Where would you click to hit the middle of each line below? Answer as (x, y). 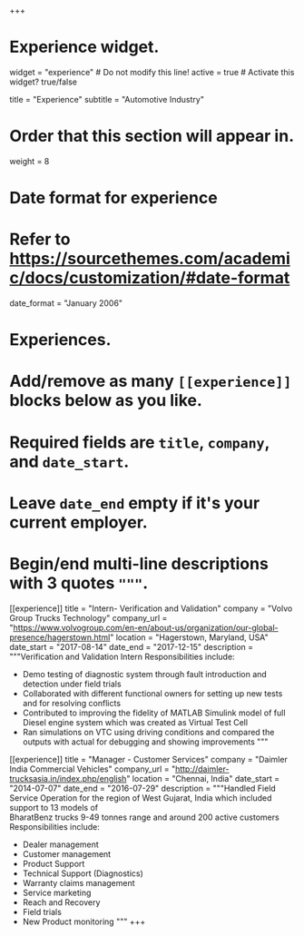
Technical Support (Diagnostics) (83, 873)
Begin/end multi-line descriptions (139, 563)
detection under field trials (72, 684)
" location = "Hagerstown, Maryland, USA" (190, 637)
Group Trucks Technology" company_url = (88, 617)
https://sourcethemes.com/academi (150, 259)
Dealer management (61, 844)
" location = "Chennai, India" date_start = (203, 778)
